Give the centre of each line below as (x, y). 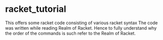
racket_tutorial (36, 9)
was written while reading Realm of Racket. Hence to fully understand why (81, 28)
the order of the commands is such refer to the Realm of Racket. (70, 33)
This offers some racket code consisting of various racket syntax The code (81, 23)
